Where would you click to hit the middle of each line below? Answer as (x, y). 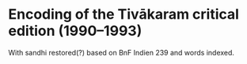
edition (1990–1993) (75, 31)
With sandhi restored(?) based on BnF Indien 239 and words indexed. (122, 52)
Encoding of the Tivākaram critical (124, 14)
